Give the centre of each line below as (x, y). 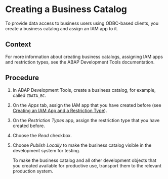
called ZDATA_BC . (29, 95)
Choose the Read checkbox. (42, 135)
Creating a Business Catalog (66, 9)
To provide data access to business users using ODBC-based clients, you (82, 23)
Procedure (22, 78)
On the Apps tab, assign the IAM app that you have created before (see (87, 105)
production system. (33, 171)
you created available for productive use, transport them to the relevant (87, 165)
